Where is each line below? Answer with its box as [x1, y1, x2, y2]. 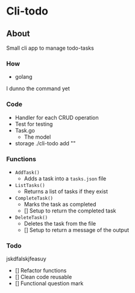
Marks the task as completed [24, 200, 96, 208]
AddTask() [14, 170, 40, 176]
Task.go [14, 127, 35, 134]
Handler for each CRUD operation [14, 114, 99, 121]
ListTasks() [14, 182, 45, 188]
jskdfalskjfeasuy [6, 255, 46, 263]
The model [24, 133, 51, 140]
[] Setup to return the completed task [24, 207, 116, 214]
